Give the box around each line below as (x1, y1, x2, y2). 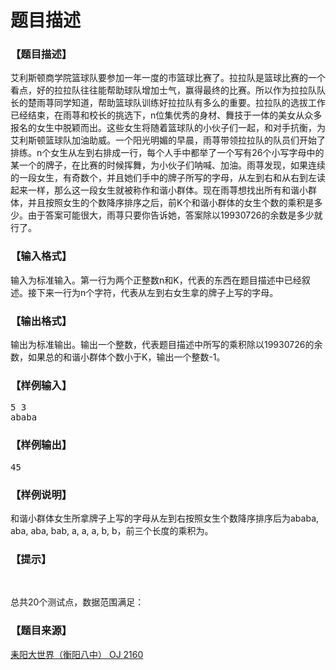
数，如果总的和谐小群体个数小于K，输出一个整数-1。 (10, 351, 226, 363)
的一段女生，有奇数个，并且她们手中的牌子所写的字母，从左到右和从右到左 (10, 172, 317, 184)
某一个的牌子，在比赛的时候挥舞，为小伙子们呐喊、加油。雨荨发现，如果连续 (10, 159, 326, 171)
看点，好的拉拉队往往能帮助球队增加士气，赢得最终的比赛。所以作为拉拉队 (10, 84, 317, 96)
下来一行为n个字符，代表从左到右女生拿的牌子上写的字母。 (36, 286, 279, 298)
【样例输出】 (10, 438, 73, 452)
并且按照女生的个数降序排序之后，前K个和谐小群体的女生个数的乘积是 (27, 197, 315, 209)
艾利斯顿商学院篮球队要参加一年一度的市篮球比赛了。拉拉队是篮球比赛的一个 (10, 72, 326, 84)
